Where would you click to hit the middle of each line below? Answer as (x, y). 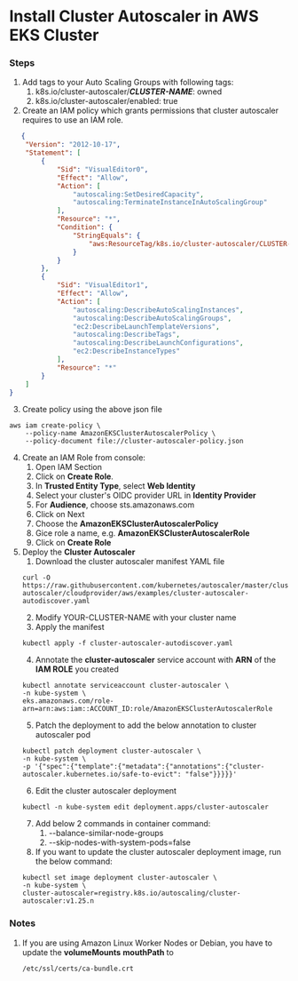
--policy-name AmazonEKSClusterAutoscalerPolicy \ (121, 434)
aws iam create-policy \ (55, 426)
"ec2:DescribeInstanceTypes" (126, 351)
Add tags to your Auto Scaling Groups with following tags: (128, 83)
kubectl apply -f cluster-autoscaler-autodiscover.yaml (127, 643)
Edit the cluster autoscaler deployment (106, 791)
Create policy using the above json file (92, 410)
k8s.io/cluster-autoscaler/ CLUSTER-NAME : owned (129, 92)
